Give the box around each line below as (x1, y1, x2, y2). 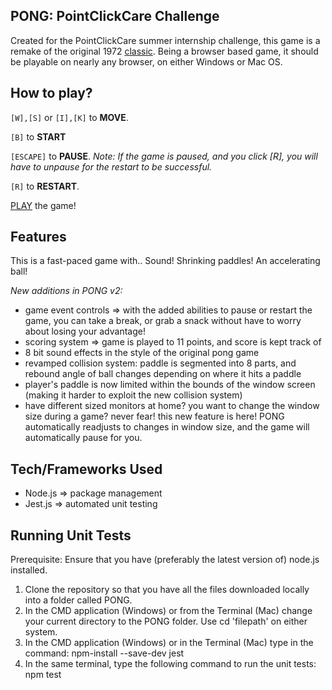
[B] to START (10, 130, 67, 143)
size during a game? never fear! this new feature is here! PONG (24, 410, 285, 423)
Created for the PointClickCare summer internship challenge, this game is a (10, 34, 321, 46)
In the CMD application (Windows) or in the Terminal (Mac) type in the (24, 637, 314, 649)
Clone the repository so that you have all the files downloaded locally (24, 584, 310, 596)
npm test (24, 669, 62, 681)
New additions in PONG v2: (10, 285, 123, 297)
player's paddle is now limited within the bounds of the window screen (24, 379, 316, 391)
